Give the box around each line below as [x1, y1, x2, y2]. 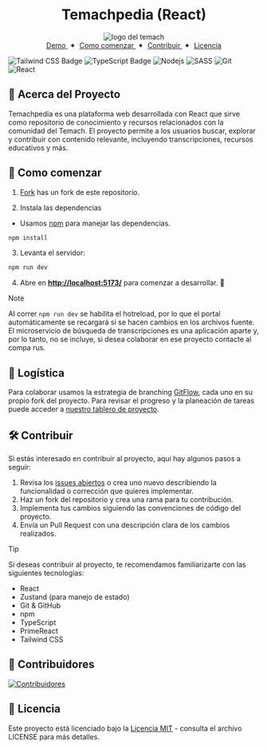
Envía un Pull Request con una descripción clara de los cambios [19, 520, 230, 529]
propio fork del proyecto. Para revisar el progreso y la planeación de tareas [8, 396, 255, 405]
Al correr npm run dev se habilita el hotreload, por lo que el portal [8, 309, 221, 319]
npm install [8, 233, 48, 241]
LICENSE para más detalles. [8, 731, 100, 741]
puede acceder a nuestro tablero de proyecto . [8, 404, 159, 414]
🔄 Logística [8, 366, 65, 380]
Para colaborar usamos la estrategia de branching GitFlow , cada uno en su [8, 388, 253, 397]
